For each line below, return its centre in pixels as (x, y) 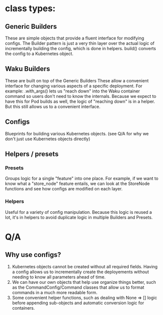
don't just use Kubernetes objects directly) (48, 139)
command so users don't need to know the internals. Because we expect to (81, 96)
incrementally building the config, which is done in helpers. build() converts (81, 48)
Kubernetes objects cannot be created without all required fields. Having (85, 266)
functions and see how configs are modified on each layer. (64, 189)
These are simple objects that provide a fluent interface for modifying (75, 38)
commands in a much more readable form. (55, 292)
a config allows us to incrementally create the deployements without (81, 272)
